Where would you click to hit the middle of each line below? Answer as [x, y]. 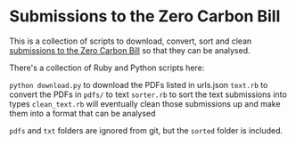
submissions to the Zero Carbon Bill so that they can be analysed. [130, 50]
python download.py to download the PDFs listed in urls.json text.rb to [139, 85]
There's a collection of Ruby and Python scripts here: [107, 68]
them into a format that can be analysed [82, 113]
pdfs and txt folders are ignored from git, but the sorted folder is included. [146, 130]
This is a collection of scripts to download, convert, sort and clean [131, 41]
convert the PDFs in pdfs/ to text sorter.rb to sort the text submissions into [148, 94]
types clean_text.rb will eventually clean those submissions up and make [145, 103]
